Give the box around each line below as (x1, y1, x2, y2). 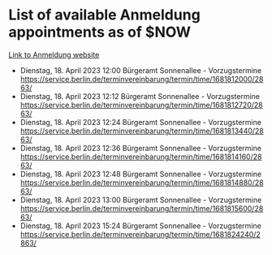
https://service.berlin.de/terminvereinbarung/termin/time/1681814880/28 (19, 177, 264, 188)
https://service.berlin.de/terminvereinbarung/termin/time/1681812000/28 (19, 74, 264, 84)
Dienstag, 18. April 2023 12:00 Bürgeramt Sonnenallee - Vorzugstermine (19, 65, 262, 75)
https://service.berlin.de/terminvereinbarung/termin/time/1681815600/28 (19, 203, 264, 213)
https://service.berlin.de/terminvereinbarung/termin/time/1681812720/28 (19, 100, 264, 110)
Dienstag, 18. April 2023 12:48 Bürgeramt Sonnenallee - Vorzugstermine (19, 169, 262, 179)
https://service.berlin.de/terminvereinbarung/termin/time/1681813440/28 (19, 126, 264, 136)
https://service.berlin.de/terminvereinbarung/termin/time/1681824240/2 (19, 229, 261, 239)
